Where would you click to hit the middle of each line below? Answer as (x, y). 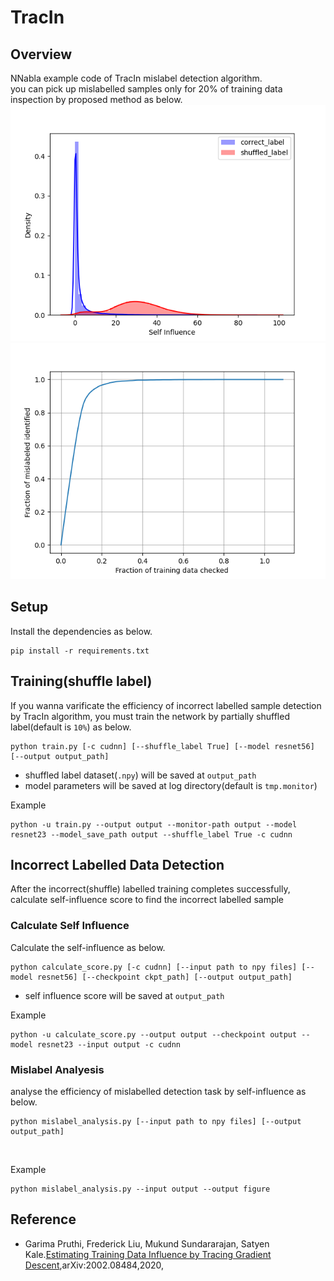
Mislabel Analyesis (57, 1069)
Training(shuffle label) (81, 681)
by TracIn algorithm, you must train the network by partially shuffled (150, 716)
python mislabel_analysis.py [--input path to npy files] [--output (156, 1122)
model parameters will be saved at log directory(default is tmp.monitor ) (171, 785)
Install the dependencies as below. (81, 631)
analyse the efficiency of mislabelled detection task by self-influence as (158, 1092)
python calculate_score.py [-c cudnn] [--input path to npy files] (154, 967)
